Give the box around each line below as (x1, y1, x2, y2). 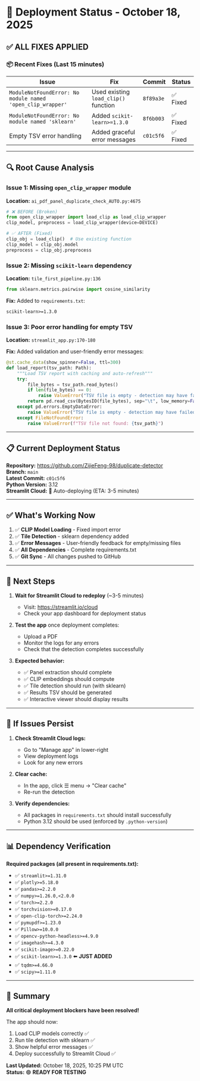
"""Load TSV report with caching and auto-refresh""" (17, 370, 153, 376)
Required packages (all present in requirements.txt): (6, 860, 139, 867)
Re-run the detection (23, 788, 75, 795)
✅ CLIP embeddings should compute (23, 675, 115, 682)
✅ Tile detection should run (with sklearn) (23, 682, 126, 689)
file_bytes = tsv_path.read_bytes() (27, 382, 118, 388)
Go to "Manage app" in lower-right (23, 746, 109, 753)
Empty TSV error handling (9, 131, 82, 140)
